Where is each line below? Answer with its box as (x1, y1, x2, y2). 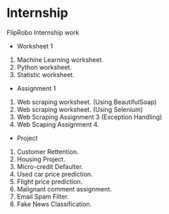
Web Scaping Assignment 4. (16, 120, 99, 128)
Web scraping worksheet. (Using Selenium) (16, 105, 144, 113)
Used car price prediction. (16, 170, 93, 178)
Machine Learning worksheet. (16, 55, 104, 64)
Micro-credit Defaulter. (16, 162, 84, 170)
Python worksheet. (16, 63, 72, 71)
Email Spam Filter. (16, 192, 70, 201)
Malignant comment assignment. (16, 184, 112, 193)
